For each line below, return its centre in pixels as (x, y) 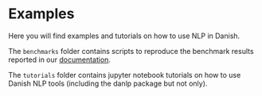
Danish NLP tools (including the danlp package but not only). (108, 83)
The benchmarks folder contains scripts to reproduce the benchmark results (131, 51)
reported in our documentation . (60, 60)
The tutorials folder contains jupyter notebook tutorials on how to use (125, 75)
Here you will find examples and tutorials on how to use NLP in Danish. (124, 36)
